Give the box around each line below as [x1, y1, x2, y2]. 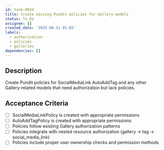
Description [5, 66, 42, 75]
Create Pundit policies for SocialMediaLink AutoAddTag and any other [5, 80, 147, 86]
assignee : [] [5, 21, 32, 26]
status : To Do [5, 16, 34, 21]
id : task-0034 [5, 7, 34, 12]
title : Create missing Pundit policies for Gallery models [5, 12, 129, 17]
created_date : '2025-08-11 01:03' [5, 26, 76, 30]
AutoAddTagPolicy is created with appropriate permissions [12, 118, 131, 123]
